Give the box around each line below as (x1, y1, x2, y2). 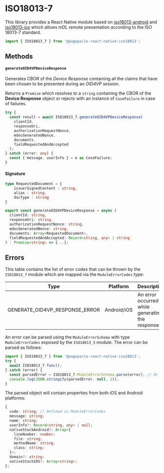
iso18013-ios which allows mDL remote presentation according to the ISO (5, 24, 152, 30)
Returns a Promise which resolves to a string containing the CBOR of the (5, 91, 151, 96)
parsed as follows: (5, 344, 42, 351)
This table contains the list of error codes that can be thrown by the (5, 266, 141, 272)
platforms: (5, 395, 26, 401)
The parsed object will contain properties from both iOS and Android (5, 390, 143, 396)
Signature (5, 170, 26, 176)
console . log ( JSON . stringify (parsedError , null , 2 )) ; (9, 377, 119, 381)
